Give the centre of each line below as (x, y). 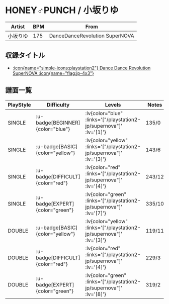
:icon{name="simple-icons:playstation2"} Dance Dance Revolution (81, 68)
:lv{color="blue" (104, 113)
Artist (18, 27)
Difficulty (58, 105)
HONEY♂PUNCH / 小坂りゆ (62, 10)
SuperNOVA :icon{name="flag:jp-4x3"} (53, 73)
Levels (113, 105)
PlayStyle (19, 105)
